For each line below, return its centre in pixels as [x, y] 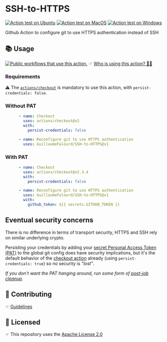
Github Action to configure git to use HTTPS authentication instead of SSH [82, 32]
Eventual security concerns [49, 220]
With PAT [17, 157]
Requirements [23, 76]
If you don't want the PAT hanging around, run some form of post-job [77, 273]
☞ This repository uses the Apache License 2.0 [54, 334]
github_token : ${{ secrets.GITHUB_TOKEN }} [74, 205]
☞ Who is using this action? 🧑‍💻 [120, 63]
